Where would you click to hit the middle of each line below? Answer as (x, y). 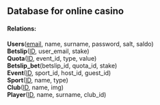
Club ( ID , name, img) (35, 87)
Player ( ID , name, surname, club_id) (57, 94)
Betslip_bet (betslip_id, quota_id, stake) (62, 65)
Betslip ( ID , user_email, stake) (49, 51)
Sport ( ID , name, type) (38, 80)
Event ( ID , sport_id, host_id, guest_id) (59, 73)
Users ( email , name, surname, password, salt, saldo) (80, 44)
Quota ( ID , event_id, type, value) (52, 58)
